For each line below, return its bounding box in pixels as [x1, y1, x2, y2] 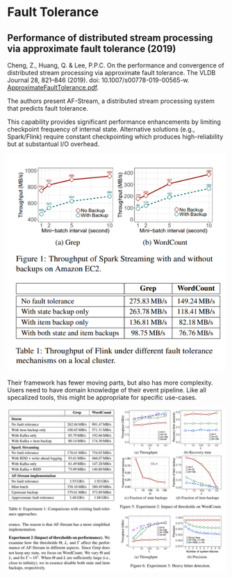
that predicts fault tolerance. [7, 104, 88, 112]
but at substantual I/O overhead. [7, 140, 100, 148]
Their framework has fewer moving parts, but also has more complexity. [7, 378, 213, 387]
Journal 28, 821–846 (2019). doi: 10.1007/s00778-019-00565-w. [7, 76, 190, 84]
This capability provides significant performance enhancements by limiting [7, 118, 221, 126]
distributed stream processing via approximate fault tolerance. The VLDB [7, 69, 216, 77]
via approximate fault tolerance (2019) [7, 42, 176, 54]
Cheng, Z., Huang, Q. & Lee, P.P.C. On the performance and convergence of [7, 61, 224, 70]
